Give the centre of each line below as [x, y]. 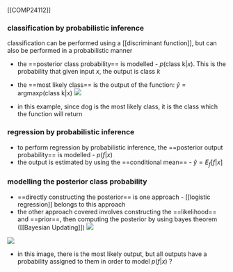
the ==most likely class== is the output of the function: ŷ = [102, 85]
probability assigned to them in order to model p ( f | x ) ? [95, 261]
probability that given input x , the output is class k [89, 72]
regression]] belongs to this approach [71, 204]
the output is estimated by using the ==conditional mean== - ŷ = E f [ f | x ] [120, 163]
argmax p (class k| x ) [45, 93]
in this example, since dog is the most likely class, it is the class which [118, 106]
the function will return [50, 114]
